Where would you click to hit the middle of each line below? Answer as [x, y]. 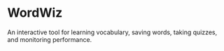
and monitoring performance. [50, 39]
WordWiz [35, 13]
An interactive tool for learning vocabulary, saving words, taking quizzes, [112, 32]
